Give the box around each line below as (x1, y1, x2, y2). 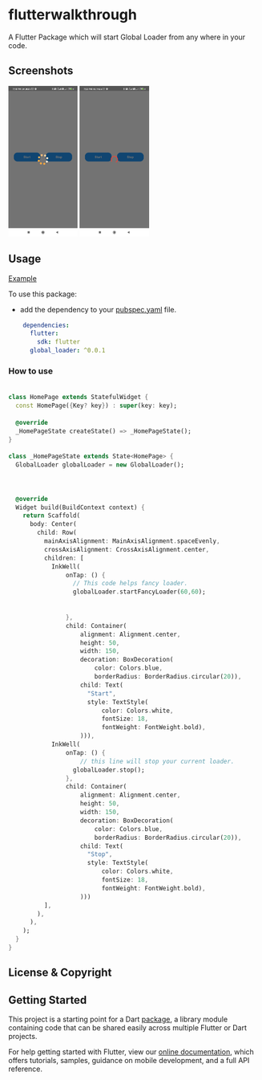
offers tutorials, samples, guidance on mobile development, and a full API (8, 1056, 250, 1066)
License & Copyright (8, 966, 112, 980)
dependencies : (22, 321, 70, 329)
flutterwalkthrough (8, 6, 138, 24)
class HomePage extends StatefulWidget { (8, 393, 149, 401)
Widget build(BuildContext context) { (15, 503, 146, 511)
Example (8, 273, 38, 283)
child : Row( (37, 528, 78, 537)
